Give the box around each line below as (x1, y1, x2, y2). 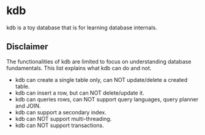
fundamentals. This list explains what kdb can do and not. (6, 64, 152, 71)
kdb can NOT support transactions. (15, 122, 104, 129)
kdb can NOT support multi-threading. (15, 115, 112, 122)
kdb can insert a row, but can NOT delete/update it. (15, 89, 145, 97)
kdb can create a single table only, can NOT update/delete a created (15, 76, 188, 83)
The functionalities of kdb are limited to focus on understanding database (6, 57, 192, 65)
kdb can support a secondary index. (15, 108, 107, 116)
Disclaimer (6, 42, 48, 52)
